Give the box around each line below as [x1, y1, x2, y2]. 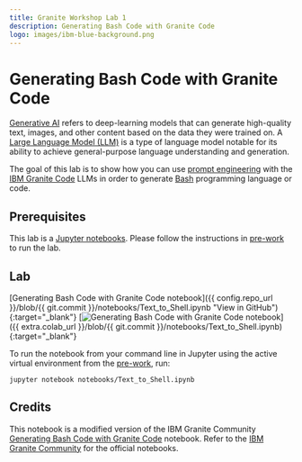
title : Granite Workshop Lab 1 [9, 13, 127, 23]
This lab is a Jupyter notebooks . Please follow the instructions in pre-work [9, 233, 285, 244]
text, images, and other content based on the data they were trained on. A [9, 127, 283, 138]
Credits [9, 400, 52, 415]
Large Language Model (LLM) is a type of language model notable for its [9, 137, 278, 148]
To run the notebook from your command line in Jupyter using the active [9, 348, 278, 358]
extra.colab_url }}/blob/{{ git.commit [21, 321, 155, 331]
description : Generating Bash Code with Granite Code [9, 22, 216, 31]
